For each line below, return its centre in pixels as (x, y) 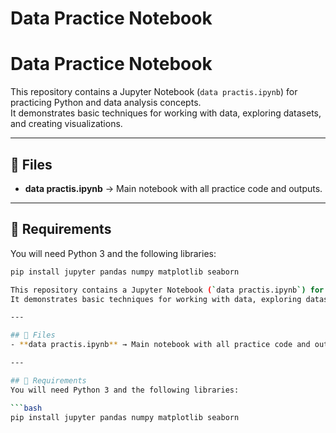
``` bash (26, 408)
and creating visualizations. (66, 124)
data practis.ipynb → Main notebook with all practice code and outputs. (173, 188)
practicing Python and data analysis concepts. (106, 103)
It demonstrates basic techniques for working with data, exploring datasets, (166, 113)
